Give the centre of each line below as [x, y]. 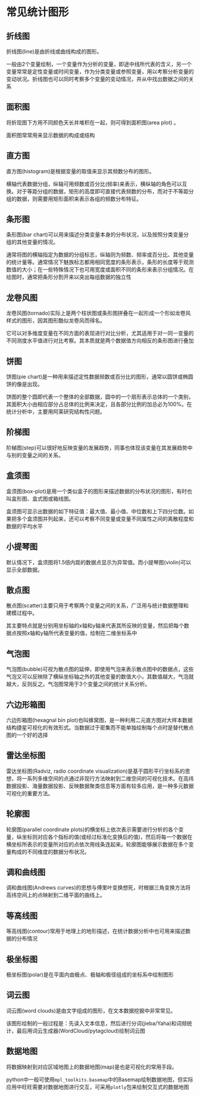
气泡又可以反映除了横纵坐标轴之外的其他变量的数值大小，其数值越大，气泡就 [100, 677]
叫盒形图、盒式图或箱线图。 [40, 498]
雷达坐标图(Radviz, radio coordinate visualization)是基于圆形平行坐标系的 [96, 771]
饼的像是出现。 [24, 384]
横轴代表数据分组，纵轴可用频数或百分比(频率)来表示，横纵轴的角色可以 [94, 184]
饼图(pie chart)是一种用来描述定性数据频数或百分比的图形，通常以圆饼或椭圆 [100, 377]
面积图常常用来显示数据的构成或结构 [51, 135]
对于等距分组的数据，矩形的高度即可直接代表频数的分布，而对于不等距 [102, 191]
